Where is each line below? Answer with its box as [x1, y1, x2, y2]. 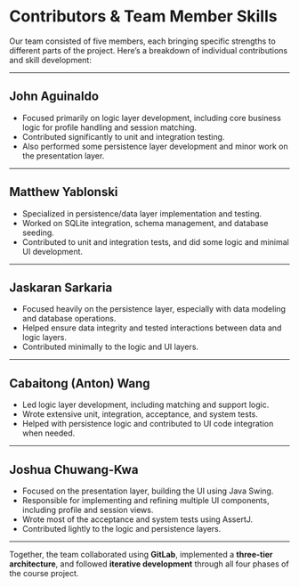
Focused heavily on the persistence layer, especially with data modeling [21, 304, 287, 314]
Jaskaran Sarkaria [9, 280, 113, 295]
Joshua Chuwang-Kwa [9, 461, 139, 477]
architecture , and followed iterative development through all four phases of [9, 558, 289, 569]
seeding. [21, 227, 55, 238]
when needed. [21, 428, 76, 438]
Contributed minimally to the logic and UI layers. [21, 341, 198, 353]
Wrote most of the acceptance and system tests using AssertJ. [21, 514, 254, 525]
